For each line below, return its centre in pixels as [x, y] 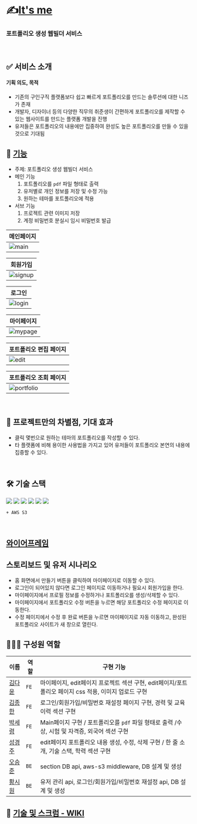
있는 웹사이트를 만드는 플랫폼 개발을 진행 [61, 119]
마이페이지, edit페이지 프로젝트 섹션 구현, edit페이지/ [108, 683]
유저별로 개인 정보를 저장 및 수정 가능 [66, 191]
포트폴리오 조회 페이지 [38, 377]
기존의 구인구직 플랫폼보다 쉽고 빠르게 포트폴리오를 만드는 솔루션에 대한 [96, 97]
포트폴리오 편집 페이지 [38, 349]
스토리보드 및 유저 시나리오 [51, 565]
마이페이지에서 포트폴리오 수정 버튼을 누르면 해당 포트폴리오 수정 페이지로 [98, 602]
